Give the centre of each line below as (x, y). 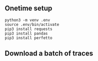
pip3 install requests (29, 29)
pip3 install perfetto (29, 38)
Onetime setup (29, 8)
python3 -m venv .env (28, 20)
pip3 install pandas (27, 33)
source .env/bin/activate (32, 24)
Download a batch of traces (49, 54)
